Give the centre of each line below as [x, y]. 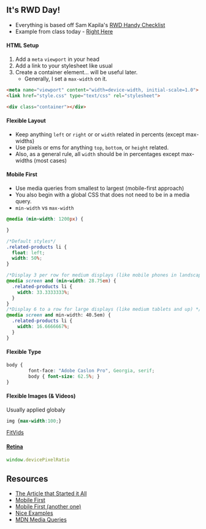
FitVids [15, 433]
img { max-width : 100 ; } [34, 421]
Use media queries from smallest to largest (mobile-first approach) [100, 188]
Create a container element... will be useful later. [76, 72]
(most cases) [50, 160]
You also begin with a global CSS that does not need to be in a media [102, 195]
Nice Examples [34, 513]
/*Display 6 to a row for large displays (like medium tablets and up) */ [104, 310]
